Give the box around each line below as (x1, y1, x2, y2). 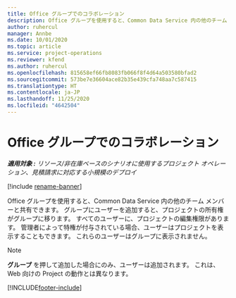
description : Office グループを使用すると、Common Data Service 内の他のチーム (7, 17, 228, 24)
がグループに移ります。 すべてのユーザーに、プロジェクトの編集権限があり (7, 214, 223, 223)
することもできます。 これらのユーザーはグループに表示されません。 (13, 232, 211, 240)
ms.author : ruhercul (7, 63, 68, 70)
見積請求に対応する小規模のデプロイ (31, 168, 137, 176)
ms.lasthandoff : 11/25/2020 (7, 96, 90, 103)
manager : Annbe (7, 30, 52, 37)
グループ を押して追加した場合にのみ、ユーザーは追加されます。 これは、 (7, 260, 220, 268)
